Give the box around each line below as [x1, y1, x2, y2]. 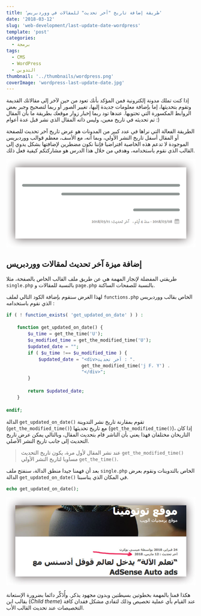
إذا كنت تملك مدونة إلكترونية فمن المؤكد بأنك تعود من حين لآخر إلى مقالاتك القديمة [6, 97, 189, 104]
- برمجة [11, 42, 31, 48]
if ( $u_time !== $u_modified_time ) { [28, 350, 128, 356]
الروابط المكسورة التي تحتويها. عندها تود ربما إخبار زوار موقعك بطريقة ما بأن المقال [6, 110, 192, 117]
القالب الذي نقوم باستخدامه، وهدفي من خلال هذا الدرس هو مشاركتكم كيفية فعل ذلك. [6, 147, 195, 154]
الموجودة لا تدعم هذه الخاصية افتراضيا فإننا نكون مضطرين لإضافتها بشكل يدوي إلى [6, 140, 189, 148]
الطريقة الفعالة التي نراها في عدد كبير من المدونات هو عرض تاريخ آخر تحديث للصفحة [6, 128, 195, 135]
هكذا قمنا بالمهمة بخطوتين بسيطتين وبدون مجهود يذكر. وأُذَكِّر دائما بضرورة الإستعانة [6, 591, 191, 599]
